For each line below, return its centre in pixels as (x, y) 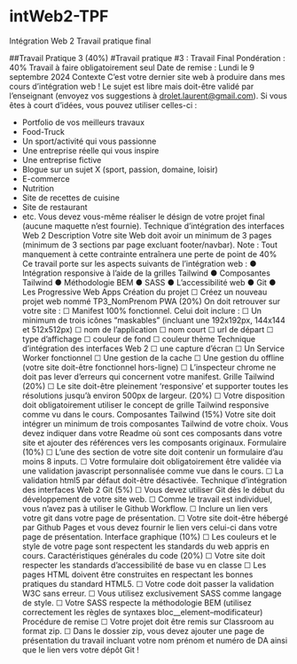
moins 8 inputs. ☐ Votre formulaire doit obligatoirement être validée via (152, 461)
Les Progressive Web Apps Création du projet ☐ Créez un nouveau (145, 292)
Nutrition (38, 188)
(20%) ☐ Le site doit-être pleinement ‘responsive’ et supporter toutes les (155, 386)
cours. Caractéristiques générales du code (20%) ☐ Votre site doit (144, 555)
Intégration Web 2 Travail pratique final (80, 41)
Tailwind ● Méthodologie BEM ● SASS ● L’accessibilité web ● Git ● (149, 282)
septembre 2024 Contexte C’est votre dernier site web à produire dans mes (147, 76)
